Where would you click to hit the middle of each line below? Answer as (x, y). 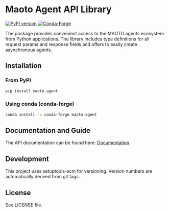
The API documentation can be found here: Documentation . (68, 143)
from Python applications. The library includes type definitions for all (77, 39)
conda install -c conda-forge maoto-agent (51, 114)
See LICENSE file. (24, 205)
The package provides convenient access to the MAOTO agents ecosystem (85, 33)
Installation (23, 66)
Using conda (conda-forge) (40, 104)
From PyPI (18, 80)
